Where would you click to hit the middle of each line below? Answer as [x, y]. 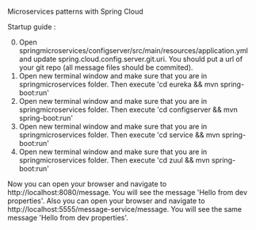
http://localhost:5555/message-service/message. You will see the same [125, 209]
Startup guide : [32, 27]
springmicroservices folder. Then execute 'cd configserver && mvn [128, 109]
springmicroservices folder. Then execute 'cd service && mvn [119, 135]
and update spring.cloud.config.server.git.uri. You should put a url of [131, 59]
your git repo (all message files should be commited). [106, 67]
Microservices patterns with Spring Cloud [75, 11]
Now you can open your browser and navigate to [87, 184]
